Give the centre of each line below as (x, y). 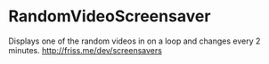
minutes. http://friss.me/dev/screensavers (85, 50)
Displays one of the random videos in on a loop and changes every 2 (134, 41)
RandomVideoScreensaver (110, 16)
